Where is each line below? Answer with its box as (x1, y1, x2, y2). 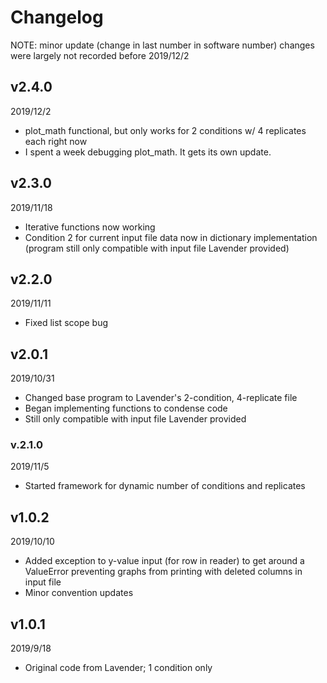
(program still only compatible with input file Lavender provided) (24, 242, 290, 254)
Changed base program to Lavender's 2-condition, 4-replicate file (24, 392, 298, 404)
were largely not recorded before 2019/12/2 (10, 49, 190, 61)
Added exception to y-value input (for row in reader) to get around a (24, 555, 305, 567)
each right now (24, 135, 88, 147)
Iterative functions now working (24, 221, 156, 233)
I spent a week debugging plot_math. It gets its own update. (24, 146, 272, 158)
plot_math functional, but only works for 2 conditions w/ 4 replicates (24, 124, 307, 136)
